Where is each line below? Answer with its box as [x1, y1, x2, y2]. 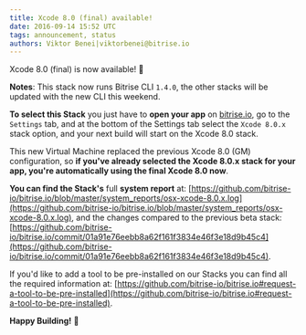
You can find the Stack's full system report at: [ [9, 183, 192, 194]
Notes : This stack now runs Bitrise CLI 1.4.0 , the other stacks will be [9, 81, 269, 92]
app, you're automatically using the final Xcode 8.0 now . [9, 165, 229, 176]
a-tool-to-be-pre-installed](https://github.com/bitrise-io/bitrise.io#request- [9, 288, 292, 299]
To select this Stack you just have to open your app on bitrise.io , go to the [9, 109, 290, 120]
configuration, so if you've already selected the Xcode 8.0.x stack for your [9, 156, 296, 167]
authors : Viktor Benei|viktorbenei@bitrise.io [9, 38, 190, 48]
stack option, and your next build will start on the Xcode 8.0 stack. [9, 129, 259, 140]
